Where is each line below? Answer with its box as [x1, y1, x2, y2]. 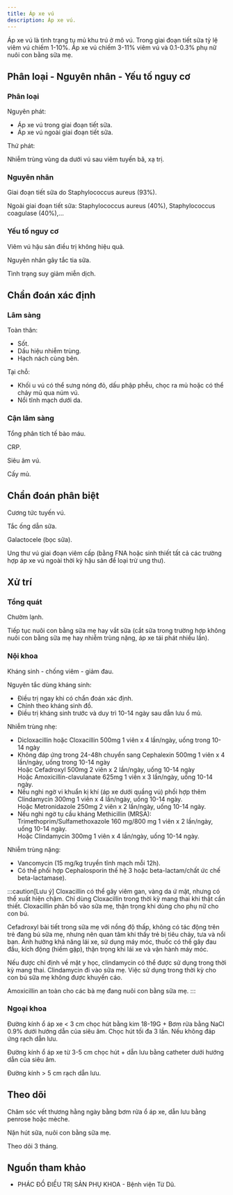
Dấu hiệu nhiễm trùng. [17, 347, 81, 355]
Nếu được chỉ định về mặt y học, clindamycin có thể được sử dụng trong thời [7, 958, 227, 967]
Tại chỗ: [7, 368, 30, 376]
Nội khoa [7, 651, 38, 661]
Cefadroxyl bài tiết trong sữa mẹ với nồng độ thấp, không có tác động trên [7, 922, 220, 931]
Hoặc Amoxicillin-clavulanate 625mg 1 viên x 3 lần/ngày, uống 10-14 [17, 773, 214, 781]
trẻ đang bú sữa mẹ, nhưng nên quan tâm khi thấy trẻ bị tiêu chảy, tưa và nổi [7, 930, 226, 938]
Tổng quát [7, 597, 43, 607]
